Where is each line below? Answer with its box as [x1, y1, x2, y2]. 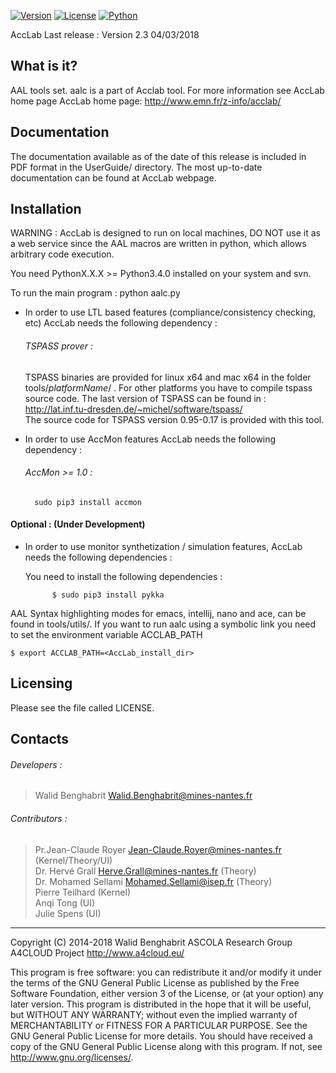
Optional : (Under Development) [10, 518, 146, 530]
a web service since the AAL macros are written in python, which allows [10, 238, 307, 250]
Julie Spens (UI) [34, 907, 102, 919]
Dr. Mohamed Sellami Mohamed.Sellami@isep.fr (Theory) [34, 875, 273, 887]
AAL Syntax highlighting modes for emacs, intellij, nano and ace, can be [10, 608, 307, 620]
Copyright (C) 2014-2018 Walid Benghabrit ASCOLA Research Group [10, 936, 293, 948]
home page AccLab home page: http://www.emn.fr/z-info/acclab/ [10, 95, 282, 107]
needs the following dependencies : [24, 551, 173, 564]
